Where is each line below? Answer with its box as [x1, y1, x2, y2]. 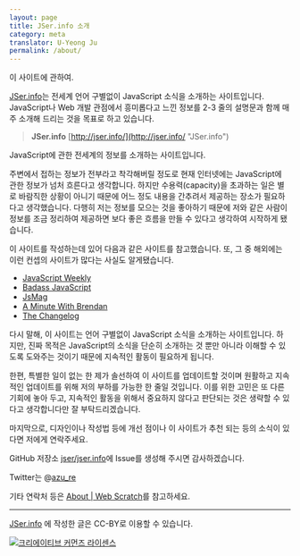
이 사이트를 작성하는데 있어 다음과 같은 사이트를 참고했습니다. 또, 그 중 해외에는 [9, 243, 283, 255]
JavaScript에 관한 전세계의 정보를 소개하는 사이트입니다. [9, 149, 206, 161]
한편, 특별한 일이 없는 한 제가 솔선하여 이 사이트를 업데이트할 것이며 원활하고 [9, 370, 274, 381]
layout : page [9, 13, 58, 22]
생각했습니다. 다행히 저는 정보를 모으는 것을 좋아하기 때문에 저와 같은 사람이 [25, 202, 288, 213]
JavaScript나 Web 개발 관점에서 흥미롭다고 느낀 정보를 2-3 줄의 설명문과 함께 [9, 102, 280, 113]
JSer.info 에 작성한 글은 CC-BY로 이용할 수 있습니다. [9, 518, 194, 529]
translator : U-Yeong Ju [9, 38, 98, 47]
